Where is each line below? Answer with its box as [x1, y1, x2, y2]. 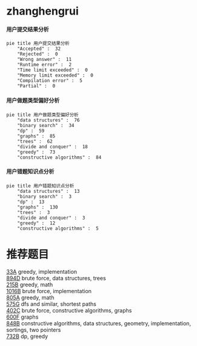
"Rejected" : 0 [17, 51, 59, 57]
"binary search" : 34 [17, 122, 75, 128]
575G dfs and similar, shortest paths [6, 300, 97, 308]
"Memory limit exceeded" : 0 [17, 72, 94, 78]
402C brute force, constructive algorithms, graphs [6, 306, 132, 314]
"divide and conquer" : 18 [17, 144, 88, 150]
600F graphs [6, 313, 39, 320]
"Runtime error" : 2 [17, 62, 72, 68]
